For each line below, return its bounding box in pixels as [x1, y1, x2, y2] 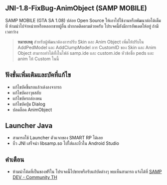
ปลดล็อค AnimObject [12, 107, 52, 113]
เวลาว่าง [5, 29, 19, 35]
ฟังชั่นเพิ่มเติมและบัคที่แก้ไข [5, 70, 71, 79]
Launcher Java [5, 122, 53, 130]
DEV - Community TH [12, 174, 58, 180]
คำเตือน [5, 155, 24, 164]
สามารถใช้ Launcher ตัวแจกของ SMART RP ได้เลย [12, 135, 103, 141]
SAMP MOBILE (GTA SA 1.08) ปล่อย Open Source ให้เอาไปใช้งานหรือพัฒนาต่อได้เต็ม [5, 17, 161, 23]
